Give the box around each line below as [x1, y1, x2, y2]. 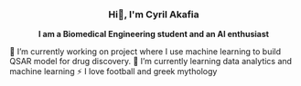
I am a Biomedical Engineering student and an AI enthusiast [38, 29, 270, 40]
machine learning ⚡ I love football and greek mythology [9, 66, 218, 77]
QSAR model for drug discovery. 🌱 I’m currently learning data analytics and [9, 56, 293, 67]
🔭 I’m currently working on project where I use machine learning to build [9, 46, 282, 57]
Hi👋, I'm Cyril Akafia [108, 8, 199, 21]
